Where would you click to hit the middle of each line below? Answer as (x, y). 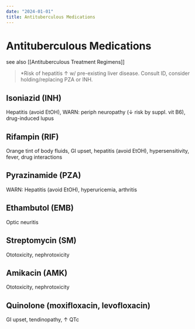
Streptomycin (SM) (41, 241)
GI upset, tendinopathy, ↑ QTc (42, 320)
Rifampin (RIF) (32, 137)
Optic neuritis (23, 222)
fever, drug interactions (34, 157)
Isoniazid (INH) (34, 98)
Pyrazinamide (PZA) (44, 175)
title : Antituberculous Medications (51, 17)
